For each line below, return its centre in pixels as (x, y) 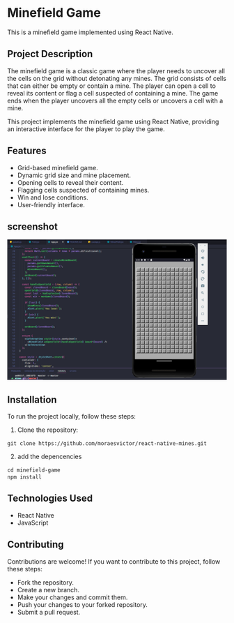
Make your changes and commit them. (72, 597)
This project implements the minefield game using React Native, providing (113, 121)
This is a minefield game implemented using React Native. (91, 32)
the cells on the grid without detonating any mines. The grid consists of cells (117, 78)
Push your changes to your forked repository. (83, 604)
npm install (24, 477)
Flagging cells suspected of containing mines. (83, 190)
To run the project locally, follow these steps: (71, 416)
